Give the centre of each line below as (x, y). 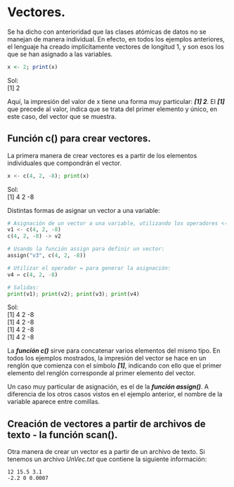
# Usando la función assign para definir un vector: (86, 249)
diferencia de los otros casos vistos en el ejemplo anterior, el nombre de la (115, 394)
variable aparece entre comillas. (54, 402)
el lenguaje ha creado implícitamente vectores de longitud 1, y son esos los (116, 46)
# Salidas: (23, 287)
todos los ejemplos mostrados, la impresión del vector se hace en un (107, 358)
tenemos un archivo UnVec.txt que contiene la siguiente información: (107, 459)
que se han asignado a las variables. (60, 54)
